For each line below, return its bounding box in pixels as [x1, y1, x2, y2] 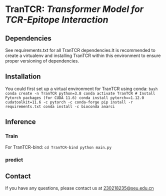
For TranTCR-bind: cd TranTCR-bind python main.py [5, 144, 111, 150]
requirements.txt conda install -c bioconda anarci [5, 104, 115, 109]
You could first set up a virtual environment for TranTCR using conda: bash [5, 85, 158, 91]
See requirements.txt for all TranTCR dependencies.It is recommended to [5, 47, 156, 53]
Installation [5, 72, 41, 81]
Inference [5, 117, 36, 126]
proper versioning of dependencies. [5, 58, 79, 63]
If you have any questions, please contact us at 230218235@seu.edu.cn [5, 185, 154, 191]
